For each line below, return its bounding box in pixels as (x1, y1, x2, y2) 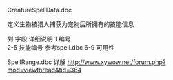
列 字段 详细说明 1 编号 (7, 34, 71, 43)
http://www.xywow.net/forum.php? (67, 58, 166, 66)
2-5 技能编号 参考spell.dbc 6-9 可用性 (7, 43, 115, 51)
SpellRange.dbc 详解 (7, 58, 66, 66)
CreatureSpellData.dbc (7, 6, 72, 14)
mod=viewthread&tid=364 (7, 66, 82, 74)
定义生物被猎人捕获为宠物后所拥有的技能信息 (7, 20, 134, 28)
